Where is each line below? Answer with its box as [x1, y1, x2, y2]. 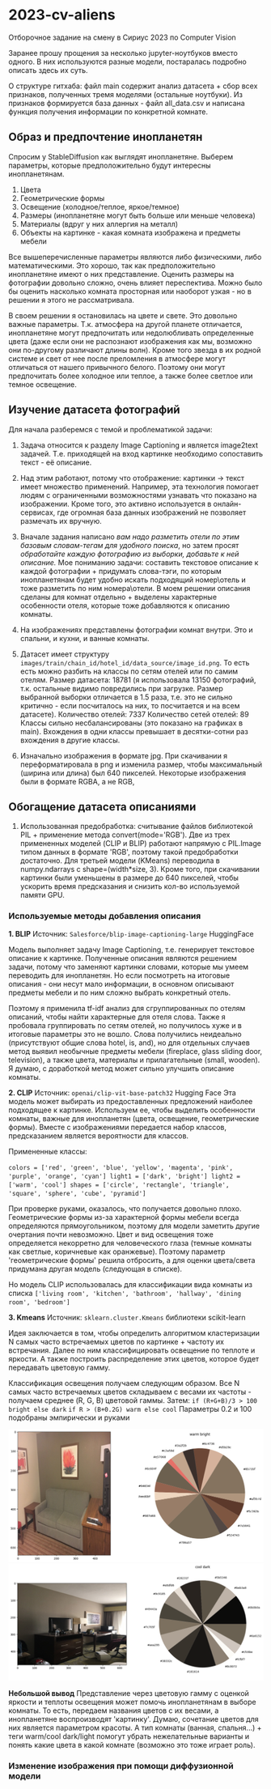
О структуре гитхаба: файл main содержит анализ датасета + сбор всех [8, 81, 258, 91]
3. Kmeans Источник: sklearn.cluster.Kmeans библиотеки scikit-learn [8, 1312, 246, 1322]
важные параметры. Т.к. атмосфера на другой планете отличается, [8, 319, 243, 329]
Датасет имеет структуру [19, 649, 110, 659]
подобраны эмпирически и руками [8, 1413, 130, 1422]
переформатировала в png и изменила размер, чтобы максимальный [19, 759, 263, 769]
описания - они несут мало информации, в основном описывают [8, 979, 235, 988]
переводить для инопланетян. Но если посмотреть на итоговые [8, 970, 231, 980]
